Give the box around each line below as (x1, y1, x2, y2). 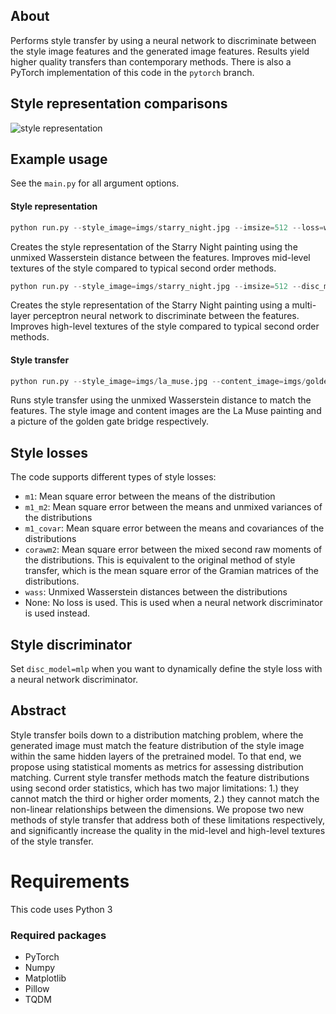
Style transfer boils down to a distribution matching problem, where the (10, 729, 304, 741)
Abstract (10, 702, 67, 719)
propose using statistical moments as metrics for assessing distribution (10, 760, 304, 773)
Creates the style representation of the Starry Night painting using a (10, 299, 290, 311)
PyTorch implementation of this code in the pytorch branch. (10, 66, 255, 78)
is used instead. (24, 607, 91, 619)
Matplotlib (24, 972, 67, 984)
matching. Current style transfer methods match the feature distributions (10, 771, 310, 783)
